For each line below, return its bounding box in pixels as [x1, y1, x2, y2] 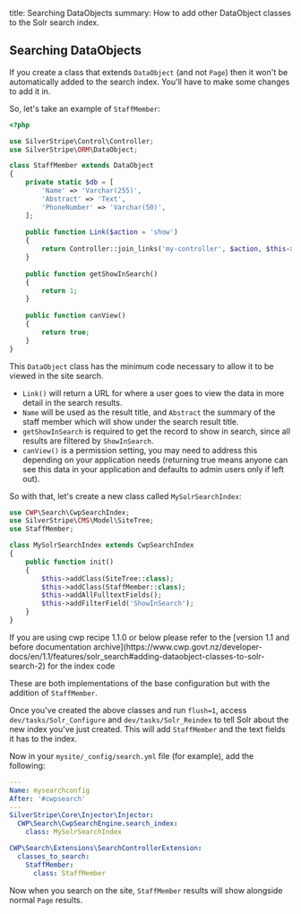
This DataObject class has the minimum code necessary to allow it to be [9, 360, 274, 371]
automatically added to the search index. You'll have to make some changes [9, 76, 290, 87]
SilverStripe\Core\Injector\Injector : [9, 811, 154, 820]
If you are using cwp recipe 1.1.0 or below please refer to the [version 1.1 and [9, 632, 289, 642]
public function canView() [25, 311, 126, 321]
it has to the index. [9, 733, 78, 744]
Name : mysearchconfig [9, 786, 90, 795]
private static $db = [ [25, 178, 115, 187]
